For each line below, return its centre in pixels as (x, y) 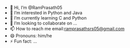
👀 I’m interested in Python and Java (46, 13)
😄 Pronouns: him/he (31, 36)
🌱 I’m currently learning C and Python (48, 18)
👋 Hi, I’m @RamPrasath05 (36, 8)
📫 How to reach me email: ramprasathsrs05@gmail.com (67, 29)
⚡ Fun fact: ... (23, 41)
